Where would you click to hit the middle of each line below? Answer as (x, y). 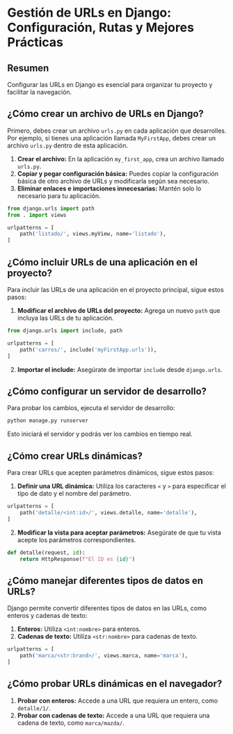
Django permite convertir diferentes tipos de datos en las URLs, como (107, 608)
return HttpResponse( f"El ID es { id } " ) (78, 559)
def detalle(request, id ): (46, 553)
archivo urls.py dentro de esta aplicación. (68, 145)
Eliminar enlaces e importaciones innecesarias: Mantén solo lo (109, 188)
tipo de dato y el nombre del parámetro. (74, 494)
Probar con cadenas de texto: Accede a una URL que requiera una (113, 715)
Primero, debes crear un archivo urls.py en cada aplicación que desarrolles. (117, 131)
